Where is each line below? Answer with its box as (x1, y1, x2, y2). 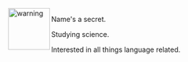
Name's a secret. (51, 15, 107, 24)
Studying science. (51, 30, 110, 38)
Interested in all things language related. (51, 45, 181, 54)
